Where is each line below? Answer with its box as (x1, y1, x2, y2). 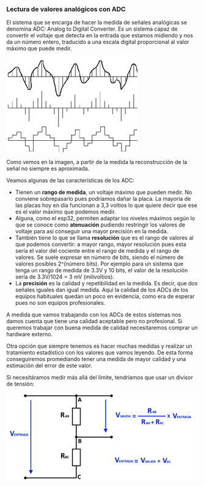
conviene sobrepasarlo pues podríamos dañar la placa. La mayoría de (15, 195, 191, 203)
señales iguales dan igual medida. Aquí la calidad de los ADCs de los (15, 286, 188, 294)
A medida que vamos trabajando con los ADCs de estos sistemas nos (6, 311, 181, 318)
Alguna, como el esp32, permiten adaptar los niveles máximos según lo (15, 215, 195, 222)
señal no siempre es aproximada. (6, 165, 90, 173)
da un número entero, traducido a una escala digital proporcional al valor (6, 39, 189, 46)
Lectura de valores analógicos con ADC (6, 5, 126, 13)
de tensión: (6, 380, 35, 387)
